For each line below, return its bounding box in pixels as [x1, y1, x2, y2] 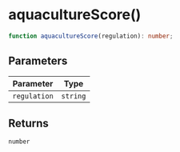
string [61, 91, 86, 101]
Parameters [8, 54, 68, 68]
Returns [8, 117, 50, 130]
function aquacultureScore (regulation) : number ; [8, 32, 174, 40]
